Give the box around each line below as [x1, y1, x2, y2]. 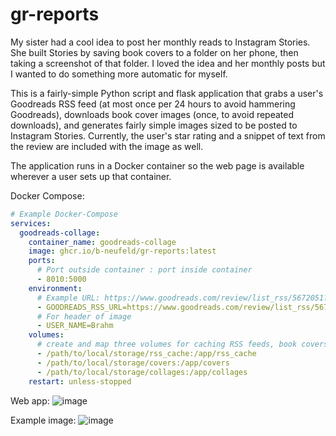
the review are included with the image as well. [10, 140, 204, 152]
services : [10, 218, 52, 228]
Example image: [10, 414, 77, 426]
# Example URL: [36, 293, 101, 303]
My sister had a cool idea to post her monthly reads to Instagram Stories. [10, 36, 311, 48]
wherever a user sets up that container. [10, 170, 172, 182]
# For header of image [36, 311, 132, 322]
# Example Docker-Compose [10, 209, 118, 219]
